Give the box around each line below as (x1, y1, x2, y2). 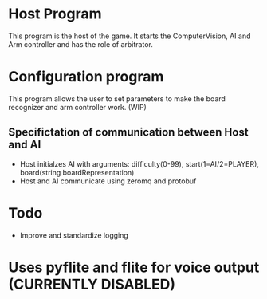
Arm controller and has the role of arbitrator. (8, 39, 153, 49)
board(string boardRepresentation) (19, 167, 135, 177)
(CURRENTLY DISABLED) (8, 275, 176, 293)
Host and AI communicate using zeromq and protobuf (19, 176, 197, 186)
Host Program (8, 5, 102, 23)
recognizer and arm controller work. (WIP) (8, 102, 147, 112)
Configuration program (8, 68, 164, 86)
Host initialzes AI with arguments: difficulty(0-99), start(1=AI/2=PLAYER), (19, 159, 259, 168)
